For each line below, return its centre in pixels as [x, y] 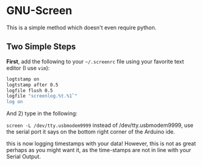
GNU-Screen [39, 11]
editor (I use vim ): [28, 68]
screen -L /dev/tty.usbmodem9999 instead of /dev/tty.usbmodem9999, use [100, 125]
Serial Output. [24, 157]
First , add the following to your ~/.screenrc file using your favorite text [95, 61]
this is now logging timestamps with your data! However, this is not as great [101, 143]
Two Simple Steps [41, 47]
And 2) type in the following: [42, 114]
